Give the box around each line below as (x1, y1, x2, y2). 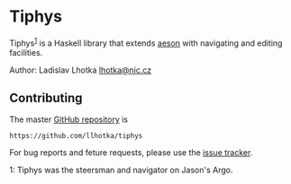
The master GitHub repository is (9, 114, 129, 125)
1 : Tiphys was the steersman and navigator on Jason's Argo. (9, 164, 233, 176)
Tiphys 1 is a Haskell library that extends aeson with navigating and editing (9, 36, 283, 48)
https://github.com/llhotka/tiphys (9, 132, 143, 141)
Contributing (9, 90, 83, 105)
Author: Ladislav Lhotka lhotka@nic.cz (9, 65, 152, 75)
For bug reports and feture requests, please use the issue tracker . (9, 147, 253, 158)
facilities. (9, 47, 43, 57)
